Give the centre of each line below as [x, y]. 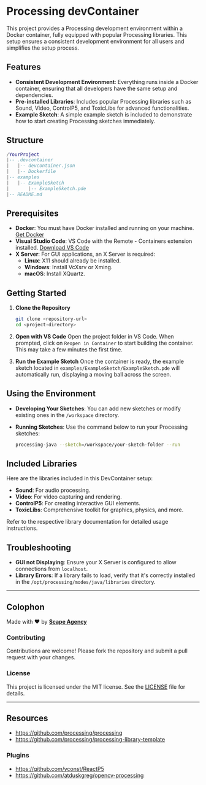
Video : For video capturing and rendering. [68, 497]
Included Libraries [42, 464]
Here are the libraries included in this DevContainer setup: [80, 478]
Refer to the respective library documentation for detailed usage [87, 522]
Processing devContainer [73, 11]
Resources [27, 718]
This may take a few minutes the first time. [69, 349]
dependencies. [34, 95]
